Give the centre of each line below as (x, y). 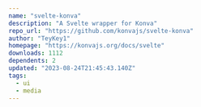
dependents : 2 (32, 61)
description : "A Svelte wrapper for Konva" (83, 23)
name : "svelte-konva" (45, 16)
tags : (17, 76)
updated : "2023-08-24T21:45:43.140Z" (72, 68)
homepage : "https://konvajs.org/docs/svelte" (86, 46)
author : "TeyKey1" (39, 38)
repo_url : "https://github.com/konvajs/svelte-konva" (101, 31)
